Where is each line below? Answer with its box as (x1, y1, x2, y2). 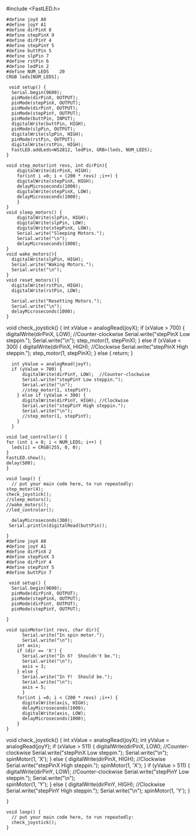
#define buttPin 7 (6, 570, 52, 576)
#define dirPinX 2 (6, 549, 52, 555)
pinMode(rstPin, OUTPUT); (11, 136, 76, 142)
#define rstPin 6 (6, 58, 49, 64)
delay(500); (6, 460, 36, 466)
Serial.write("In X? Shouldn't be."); (21, 653, 121, 659)
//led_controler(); (6, 507, 55, 513)
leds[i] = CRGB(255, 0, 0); (11, 445, 81, 450)
